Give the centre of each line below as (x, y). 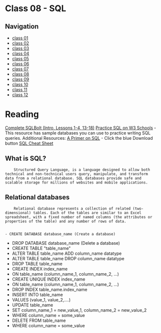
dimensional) (18, 213)
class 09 (21, 79)
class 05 (20, 58)
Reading (22, 114)
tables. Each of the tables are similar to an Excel (87, 213)
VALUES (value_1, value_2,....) (41, 300)
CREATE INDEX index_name (40, 269)
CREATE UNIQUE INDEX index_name (49, 279)
